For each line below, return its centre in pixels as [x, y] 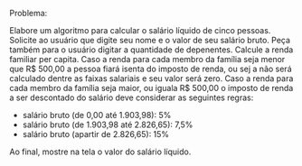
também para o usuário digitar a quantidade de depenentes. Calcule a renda [151, 50]
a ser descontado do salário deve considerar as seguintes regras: [132, 97]
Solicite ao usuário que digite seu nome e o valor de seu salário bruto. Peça [150, 40]
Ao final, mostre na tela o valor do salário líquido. [100, 152]
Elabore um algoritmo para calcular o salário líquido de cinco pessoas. [140, 30]
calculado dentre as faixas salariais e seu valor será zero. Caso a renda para [151, 78]
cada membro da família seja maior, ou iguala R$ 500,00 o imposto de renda [151, 88]
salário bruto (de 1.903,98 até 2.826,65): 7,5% [108, 124]
